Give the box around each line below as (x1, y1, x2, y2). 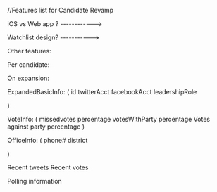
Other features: (7, 47, 51, 55)
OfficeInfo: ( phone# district (7, 136, 88, 144)
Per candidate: (7, 60, 50, 69)
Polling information (7, 177, 62, 185)
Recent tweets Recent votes (7, 163, 89, 172)
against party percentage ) (7, 122, 85, 131)
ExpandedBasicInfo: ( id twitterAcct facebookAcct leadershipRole (7, 88, 197, 96)
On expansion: (7, 74, 49, 82)
